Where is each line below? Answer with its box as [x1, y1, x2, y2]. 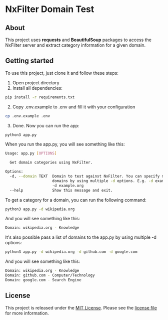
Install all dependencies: [12, 85, 62, 91]
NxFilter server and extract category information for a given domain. [5, 42, 146, 48]
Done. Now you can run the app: [12, 122, 79, 128]
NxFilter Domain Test [5, 4, 94, 15]
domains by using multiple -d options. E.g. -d [52, 178, 153, 184]
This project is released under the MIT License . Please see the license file [5, 304, 157, 310]
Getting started [5, 57, 54, 65]
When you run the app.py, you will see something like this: [5, 141, 125, 147]
